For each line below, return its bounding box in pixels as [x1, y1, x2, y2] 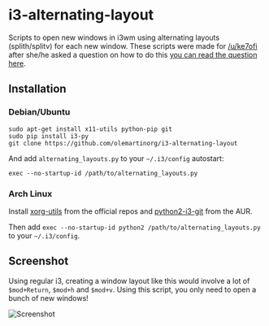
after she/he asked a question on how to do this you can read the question [8, 50, 258, 59]
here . [8, 59, 26, 68]
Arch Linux [8, 188, 53, 199]
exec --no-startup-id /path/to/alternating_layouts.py [8, 169, 198, 177]
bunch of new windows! [8, 293, 89, 302]
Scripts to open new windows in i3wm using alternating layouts [8, 33, 220, 42]
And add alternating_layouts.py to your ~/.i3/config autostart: [8, 153, 224, 163]
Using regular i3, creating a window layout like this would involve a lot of [8, 276, 250, 285]
